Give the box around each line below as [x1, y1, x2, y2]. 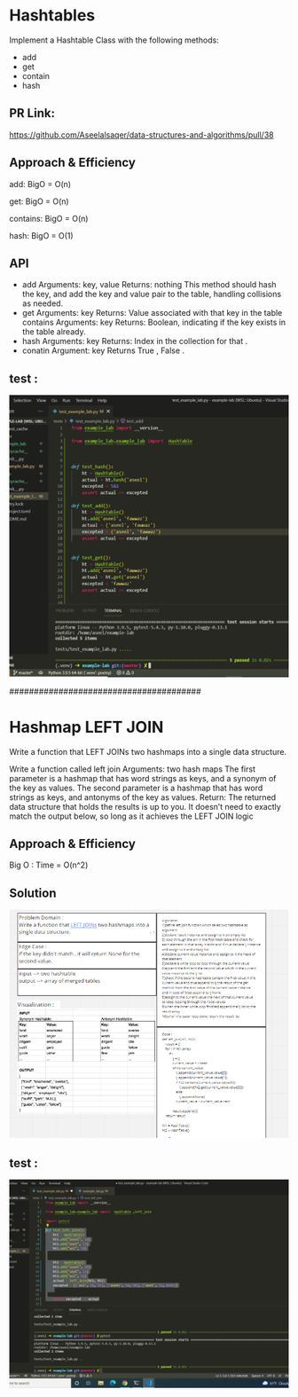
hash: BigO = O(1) [9, 230, 74, 240]
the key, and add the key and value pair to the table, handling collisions [21, 289, 282, 300]
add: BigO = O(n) [9, 178, 72, 189]
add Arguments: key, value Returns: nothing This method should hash [21, 279, 277, 290]
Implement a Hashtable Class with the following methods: [9, 35, 219, 45]
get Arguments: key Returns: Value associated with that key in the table [21, 308, 283, 318]
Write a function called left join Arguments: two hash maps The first [9, 764, 255, 774]
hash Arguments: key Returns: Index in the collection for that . [21, 336, 248, 347]
